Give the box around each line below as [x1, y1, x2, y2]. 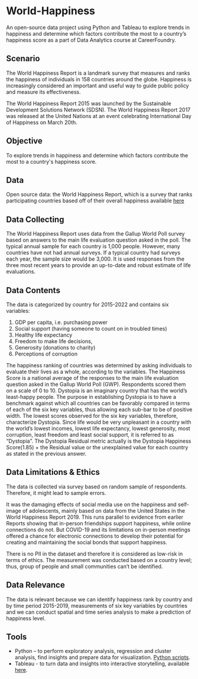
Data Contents [6, 285, 61, 295]
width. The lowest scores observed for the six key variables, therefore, [6, 413, 178, 419]
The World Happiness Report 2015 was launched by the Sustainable [6, 100, 171, 107]
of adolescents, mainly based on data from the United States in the [22, 507, 185, 514]
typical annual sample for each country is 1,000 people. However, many [6, 243, 180, 250]
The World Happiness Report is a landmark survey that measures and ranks [6, 69, 190, 77]
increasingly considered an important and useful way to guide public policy [6, 82, 189, 89]
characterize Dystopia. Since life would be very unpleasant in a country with [6, 418, 191, 426]
